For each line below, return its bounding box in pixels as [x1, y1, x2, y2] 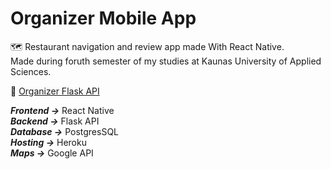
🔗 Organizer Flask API [10, 85, 100, 97]
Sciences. [10, 65, 52, 77]
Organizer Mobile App [10, 7, 197, 30]
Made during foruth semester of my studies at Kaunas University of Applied [10, 55, 322, 67]
